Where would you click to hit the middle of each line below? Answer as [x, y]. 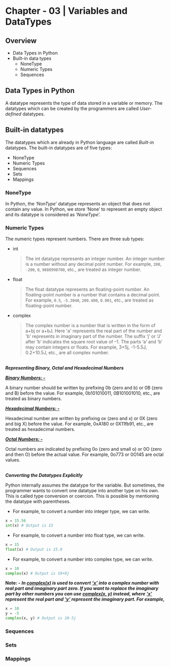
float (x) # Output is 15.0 [34, 549]
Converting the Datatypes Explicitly [44, 475]
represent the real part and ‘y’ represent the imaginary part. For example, [85, 599]
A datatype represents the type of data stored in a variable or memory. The [84, 103]
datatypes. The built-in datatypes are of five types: [59, 148]
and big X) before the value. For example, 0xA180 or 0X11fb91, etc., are [79, 424]
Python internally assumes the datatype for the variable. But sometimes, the [85, 485]
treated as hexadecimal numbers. [40, 429]
